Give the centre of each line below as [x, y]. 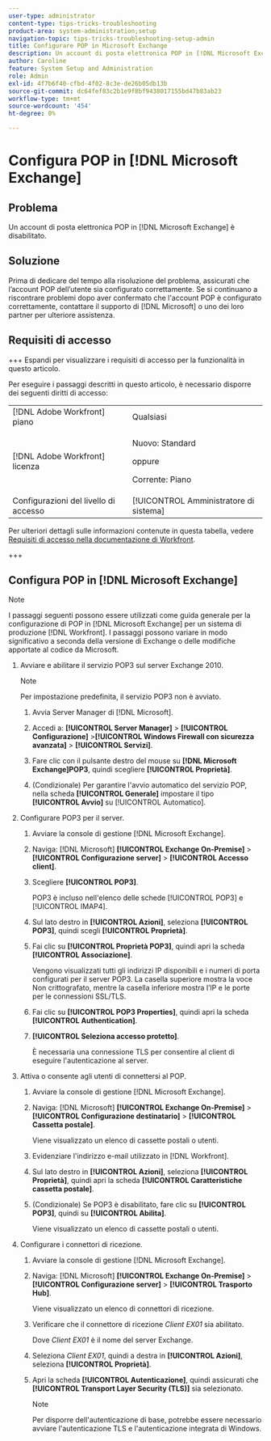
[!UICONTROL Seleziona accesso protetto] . [106, 1037]
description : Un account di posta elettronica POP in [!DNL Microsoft [129, 53]
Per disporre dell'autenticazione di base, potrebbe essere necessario [147, 1420]
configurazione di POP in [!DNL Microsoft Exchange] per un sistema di [125, 624]
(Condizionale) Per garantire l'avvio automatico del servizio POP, [140, 785]
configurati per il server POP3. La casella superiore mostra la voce [142, 979]
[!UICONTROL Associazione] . [82, 955]
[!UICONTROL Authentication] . [85, 1021]
